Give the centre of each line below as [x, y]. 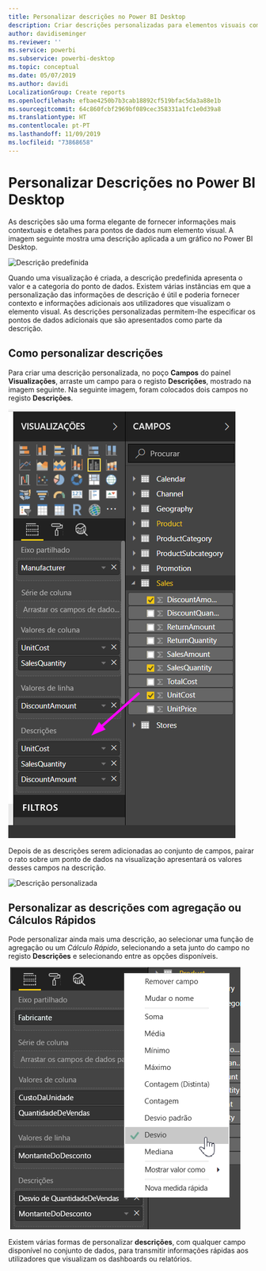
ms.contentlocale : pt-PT [49, 126]
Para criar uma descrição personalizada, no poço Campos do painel [120, 373]
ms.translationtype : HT [47, 118]
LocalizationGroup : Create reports [67, 92]
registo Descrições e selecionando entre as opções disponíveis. [113, 956]
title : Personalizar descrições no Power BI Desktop [97, 17]
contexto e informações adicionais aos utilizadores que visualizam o [120, 303]
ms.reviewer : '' [35, 42]
